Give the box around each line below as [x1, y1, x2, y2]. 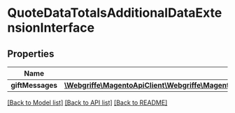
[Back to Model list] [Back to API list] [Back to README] [7, 98, 168, 107]
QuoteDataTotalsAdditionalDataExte [7, 5, 222, 21]
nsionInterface [7, 20, 95, 36]
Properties [7, 48, 55, 60]
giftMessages [10, 81, 58, 90]
